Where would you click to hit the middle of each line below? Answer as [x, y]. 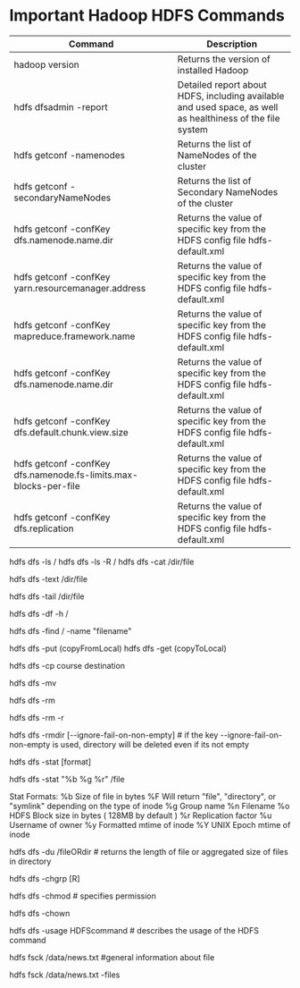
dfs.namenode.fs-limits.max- [76, 475]
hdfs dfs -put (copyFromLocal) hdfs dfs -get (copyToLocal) [118, 648]
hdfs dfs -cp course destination [67, 665]
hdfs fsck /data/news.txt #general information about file [112, 957]
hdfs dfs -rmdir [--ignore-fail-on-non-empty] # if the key [114, 735]
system [192, 129]
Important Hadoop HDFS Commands [147, 16]
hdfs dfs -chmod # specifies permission [83, 896]
